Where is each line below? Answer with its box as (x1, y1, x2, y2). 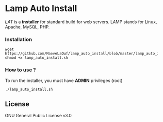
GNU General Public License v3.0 (5, 113, 72, 119)
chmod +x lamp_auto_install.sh (5, 55, 68, 60)
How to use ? (5, 67, 36, 73)
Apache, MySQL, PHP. (5, 24, 50, 29)
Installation (5, 36, 33, 42)
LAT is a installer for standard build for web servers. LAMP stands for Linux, (5, 19, 157, 25)
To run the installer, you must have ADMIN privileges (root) (5, 78, 123, 83)
